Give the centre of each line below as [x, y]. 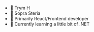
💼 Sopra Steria [25, 13]
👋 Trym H [20, 8]
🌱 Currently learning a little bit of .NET [50, 24]
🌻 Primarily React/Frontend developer [49, 19]
